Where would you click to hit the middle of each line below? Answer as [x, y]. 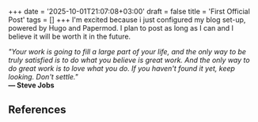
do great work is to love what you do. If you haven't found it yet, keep [122, 68]
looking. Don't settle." [44, 77]
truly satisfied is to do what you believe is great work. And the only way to [129, 60]
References [37, 110]
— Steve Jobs [31, 85]
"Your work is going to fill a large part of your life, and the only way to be [127, 52]
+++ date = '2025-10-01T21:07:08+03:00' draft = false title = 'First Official [129, 11]
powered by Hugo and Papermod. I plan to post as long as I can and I [121, 28]
